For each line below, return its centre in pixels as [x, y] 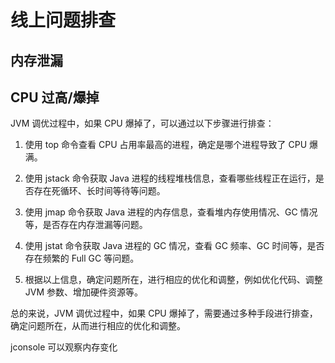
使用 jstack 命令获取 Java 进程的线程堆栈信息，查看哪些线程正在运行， [170, 178]
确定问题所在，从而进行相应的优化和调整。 [98, 326]
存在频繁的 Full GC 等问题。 [82, 258]
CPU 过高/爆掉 [55, 97]
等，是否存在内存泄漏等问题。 [86, 225]
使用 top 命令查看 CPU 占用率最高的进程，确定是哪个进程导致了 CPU [166, 145]
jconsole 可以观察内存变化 [64, 347]
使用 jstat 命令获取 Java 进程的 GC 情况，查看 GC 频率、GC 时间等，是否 [174, 246]
